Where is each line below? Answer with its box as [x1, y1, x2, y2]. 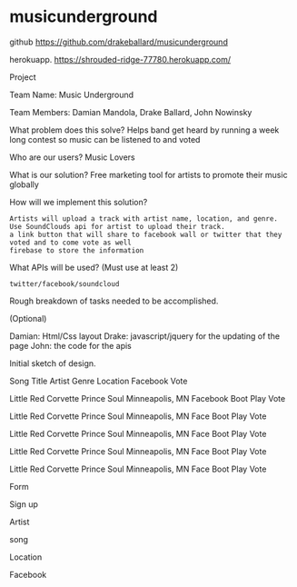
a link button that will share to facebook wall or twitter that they [9, 230, 282, 239]
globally [9, 179, 39, 190]
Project [9, 71, 36, 83]
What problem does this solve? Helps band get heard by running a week [9, 124, 280, 135]
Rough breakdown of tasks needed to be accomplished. [9, 295, 219, 306]
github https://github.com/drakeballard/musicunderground [9, 36, 229, 47]
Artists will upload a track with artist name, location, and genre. [9, 214, 279, 224]
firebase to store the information [9, 245, 144, 255]
